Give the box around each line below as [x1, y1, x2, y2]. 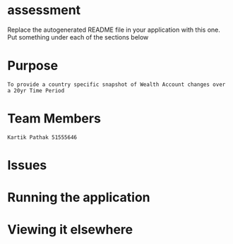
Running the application [7, 190, 150, 206]
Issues [7, 157, 47, 173]
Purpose [7, 58, 59, 74]
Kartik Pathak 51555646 [7, 133, 78, 141]
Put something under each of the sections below [7, 32, 149, 41]
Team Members [7, 111, 101, 127]
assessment [7, 2, 81, 18]
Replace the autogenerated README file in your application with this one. [7, 25, 221, 34]
